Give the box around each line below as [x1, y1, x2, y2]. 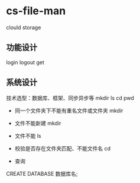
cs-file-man [6, 4, 66, 18]
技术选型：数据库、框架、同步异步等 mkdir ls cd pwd [6, 94, 135, 102]
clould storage [6, 24, 41, 31]
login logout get [6, 58, 44, 66]
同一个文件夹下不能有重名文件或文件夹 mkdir [14, 107, 123, 114]
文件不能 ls [14, 132, 41, 139]
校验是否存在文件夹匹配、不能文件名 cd [14, 144, 111, 152]
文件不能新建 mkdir [14, 119, 61, 127]
